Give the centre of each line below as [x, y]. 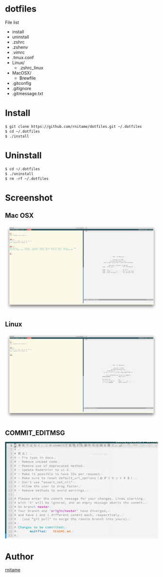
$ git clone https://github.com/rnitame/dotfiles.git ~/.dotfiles [73, 126]
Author [19, 556]
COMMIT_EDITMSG [35, 433]
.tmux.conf [23, 57]
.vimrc [18, 52]
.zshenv [20, 47]
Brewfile [28, 78]
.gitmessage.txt [28, 94]
